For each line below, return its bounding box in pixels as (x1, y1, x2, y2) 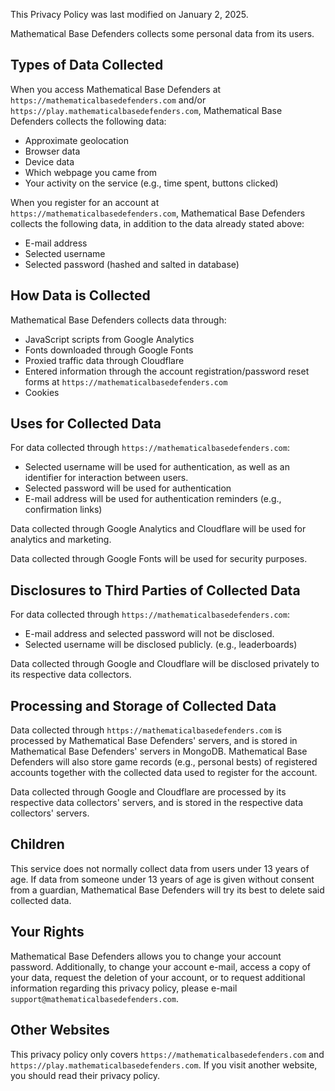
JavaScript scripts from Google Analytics (24, 333, 195, 345)
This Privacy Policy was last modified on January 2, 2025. (10, 9, 249, 20)
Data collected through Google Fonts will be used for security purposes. (10, 553, 308, 565)
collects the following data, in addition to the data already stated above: (10, 217, 305, 229)
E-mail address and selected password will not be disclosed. (24, 628, 275, 640)
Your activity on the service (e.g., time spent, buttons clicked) (24, 177, 279, 189)
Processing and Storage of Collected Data (10, 697, 277, 714)
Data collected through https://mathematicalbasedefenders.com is (10, 724, 282, 736)
